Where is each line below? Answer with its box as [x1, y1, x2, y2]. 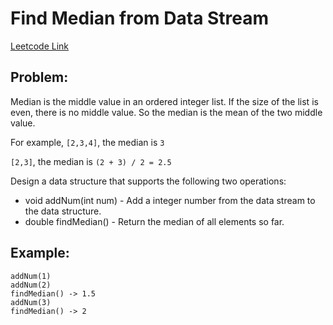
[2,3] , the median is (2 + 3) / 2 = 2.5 [10, 155, 172, 167]
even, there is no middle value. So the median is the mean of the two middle [10, 106, 323, 118]
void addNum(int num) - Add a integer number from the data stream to [24, 194, 316, 206]
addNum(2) [10, 280, 52, 290]
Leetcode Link [10, 40, 70, 52]
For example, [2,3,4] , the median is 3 [10, 136, 165, 148]
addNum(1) [10, 271, 52, 281]
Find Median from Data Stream [10, 7, 270, 30]
